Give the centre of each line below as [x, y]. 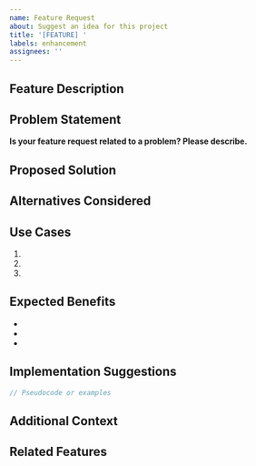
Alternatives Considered [80, 201]
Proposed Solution [63, 170]
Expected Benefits [63, 302]
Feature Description [67, 89]
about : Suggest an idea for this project [89, 26]
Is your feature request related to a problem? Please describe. [128, 141]
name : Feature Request [52, 18]
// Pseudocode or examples [60, 392]
